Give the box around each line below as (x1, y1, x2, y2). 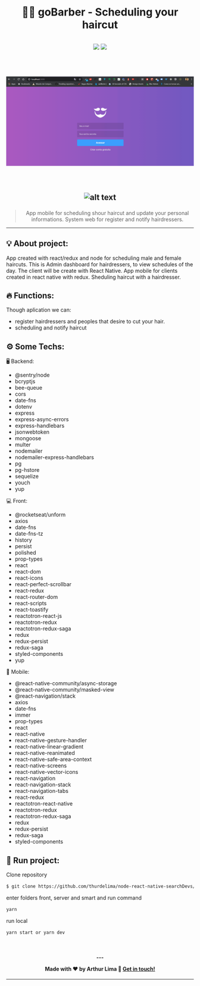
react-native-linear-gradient (14, 743, 84, 750)
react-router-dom (14, 593, 58, 601)
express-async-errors (14, 416, 69, 423)
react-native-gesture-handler (14, 737, 87, 744)
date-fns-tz (14, 530, 43, 537)
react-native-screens (14, 762, 67, 769)
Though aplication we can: (6, 306, 71, 313)
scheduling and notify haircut (14, 324, 87, 331)
